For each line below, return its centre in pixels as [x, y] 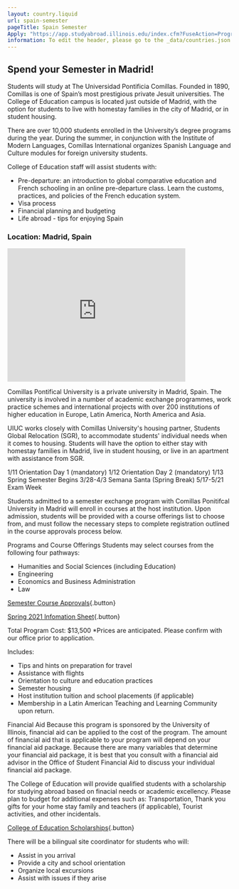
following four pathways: [44, 553]
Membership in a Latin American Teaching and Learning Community [117, 703]
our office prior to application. [51, 638]
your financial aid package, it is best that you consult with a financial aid [113, 755]
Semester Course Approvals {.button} [62, 603]
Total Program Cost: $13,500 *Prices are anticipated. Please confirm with [115, 631]
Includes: [21, 652]
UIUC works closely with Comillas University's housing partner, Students [114, 428]
